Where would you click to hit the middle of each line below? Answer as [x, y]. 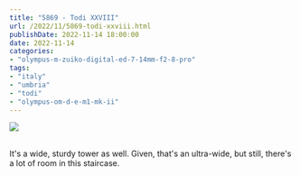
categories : [32, 51]
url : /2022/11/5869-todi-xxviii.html [80, 26]
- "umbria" [30, 85]
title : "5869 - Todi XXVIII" [64, 18]
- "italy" [28, 77]
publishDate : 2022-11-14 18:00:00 [75, 34]
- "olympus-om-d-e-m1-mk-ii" [64, 102]
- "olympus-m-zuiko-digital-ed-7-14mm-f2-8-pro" [103, 60]
